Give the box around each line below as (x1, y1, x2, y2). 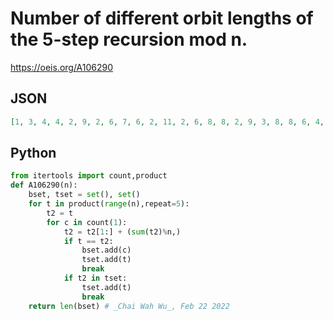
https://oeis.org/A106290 (10, 61, 114, 73)
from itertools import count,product (10, 171, 168, 181)
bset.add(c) (81, 245, 132, 256)
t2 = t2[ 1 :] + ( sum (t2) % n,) (63, 227, 182, 237)
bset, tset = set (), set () (28, 190, 141, 200)
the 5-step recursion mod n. (10, 28, 248, 51)
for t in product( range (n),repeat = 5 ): (28, 199, 190, 209)
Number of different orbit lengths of (10, 7, 314, 30)
